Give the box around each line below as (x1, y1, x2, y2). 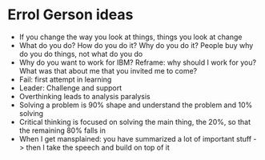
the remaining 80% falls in (18, 126, 106, 135)
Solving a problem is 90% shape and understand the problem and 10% (18, 100, 253, 110)
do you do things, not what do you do (18, 49, 143, 58)
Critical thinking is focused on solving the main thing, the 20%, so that (18, 117, 251, 126)
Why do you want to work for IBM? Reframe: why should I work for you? (18, 58, 257, 67)
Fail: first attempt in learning (18, 74, 112, 84)
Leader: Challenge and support (18, 82, 122, 93)
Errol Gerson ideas (7, 6, 134, 24)
